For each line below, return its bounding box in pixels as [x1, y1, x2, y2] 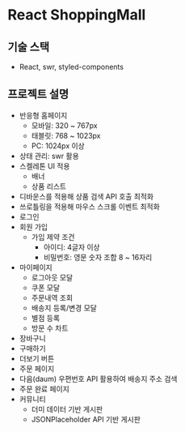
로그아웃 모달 [31, 272, 74, 282]
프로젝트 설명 [7, 88, 69, 101]
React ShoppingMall [7, 6, 146, 24]
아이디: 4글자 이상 [43, 242, 100, 252]
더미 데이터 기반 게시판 [31, 404, 103, 414]
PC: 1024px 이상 [31, 140, 86, 151]
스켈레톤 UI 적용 [19, 160, 70, 171]
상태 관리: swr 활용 [19, 151, 80, 160]
